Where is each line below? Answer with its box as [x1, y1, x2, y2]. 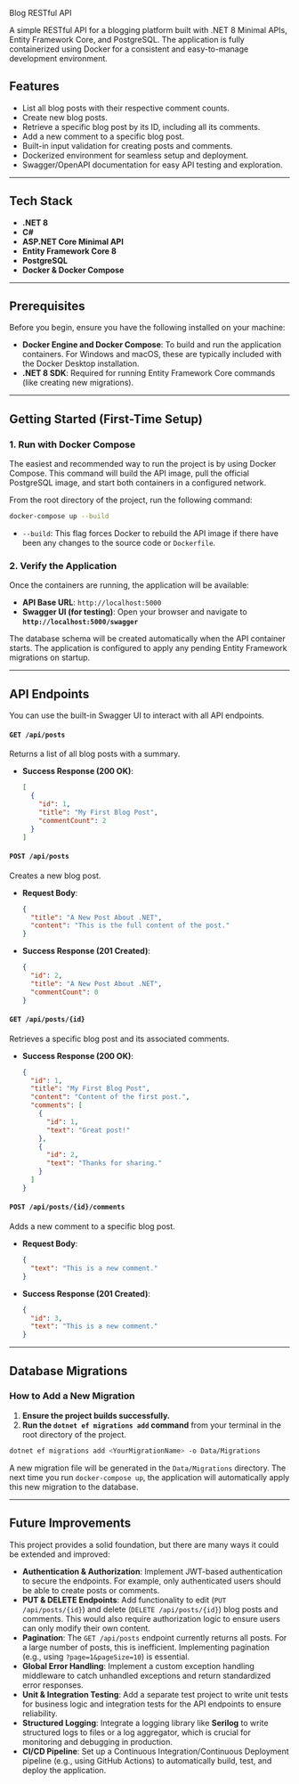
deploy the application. [21, 1764, 107, 1775]
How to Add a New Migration [9, 1389, 135, 1402]
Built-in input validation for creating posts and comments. [21, 140, 233, 151]
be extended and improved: [9, 1549, 110, 1560]
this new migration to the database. [9, 1481, 139, 1492]
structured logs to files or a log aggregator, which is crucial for [21, 1727, 252, 1738]
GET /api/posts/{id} [9, 1015, 86, 1024]
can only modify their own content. [21, 1623, 151, 1633]
